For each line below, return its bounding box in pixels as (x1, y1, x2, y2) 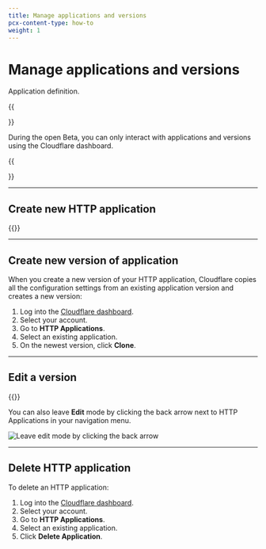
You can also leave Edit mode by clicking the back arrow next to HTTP (8, 407, 238, 417)
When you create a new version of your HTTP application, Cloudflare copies (8, 274, 257, 284)
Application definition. (8, 86, 80, 96)
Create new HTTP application (8, 202, 157, 215)
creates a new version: (8, 291, 83, 301)
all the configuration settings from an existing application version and (8, 283, 234, 292)
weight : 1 (8, 26, 41, 34)
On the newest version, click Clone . (19, 340, 136, 349)
